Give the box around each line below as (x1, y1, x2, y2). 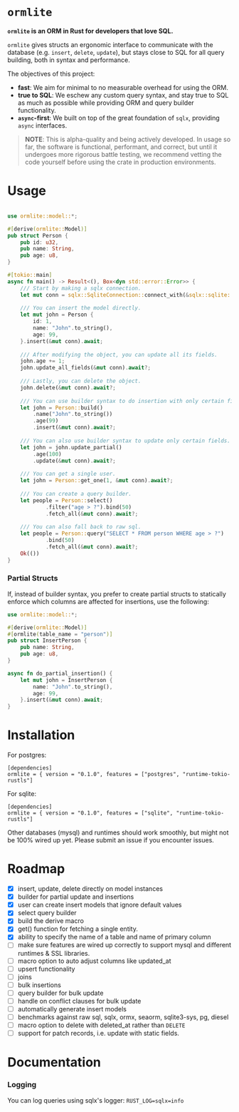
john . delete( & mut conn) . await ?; (20, 384, 116, 391)
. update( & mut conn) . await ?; (33, 457, 116, 464)
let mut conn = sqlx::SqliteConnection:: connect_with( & (20, 291, 190, 298)
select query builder (17, 909, 77, 917)
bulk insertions (17, 980, 62, 989)
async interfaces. (17, 121, 68, 130)
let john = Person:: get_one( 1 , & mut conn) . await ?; (20, 477, 174, 484)
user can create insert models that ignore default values (17, 901, 182, 909)
